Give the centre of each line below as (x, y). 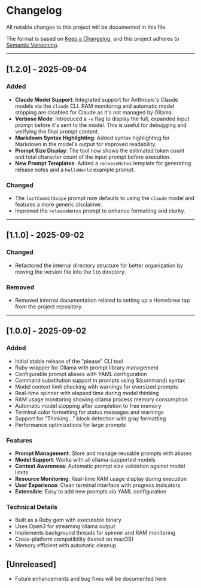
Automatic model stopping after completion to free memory (88, 405)
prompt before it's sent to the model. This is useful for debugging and (100, 125)
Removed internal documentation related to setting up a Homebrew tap (102, 300)
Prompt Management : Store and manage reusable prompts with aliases (103, 453)
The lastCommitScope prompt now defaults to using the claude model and (104, 198)
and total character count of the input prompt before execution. (93, 157)
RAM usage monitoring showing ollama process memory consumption (101, 399)
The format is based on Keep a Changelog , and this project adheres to (93, 38)
